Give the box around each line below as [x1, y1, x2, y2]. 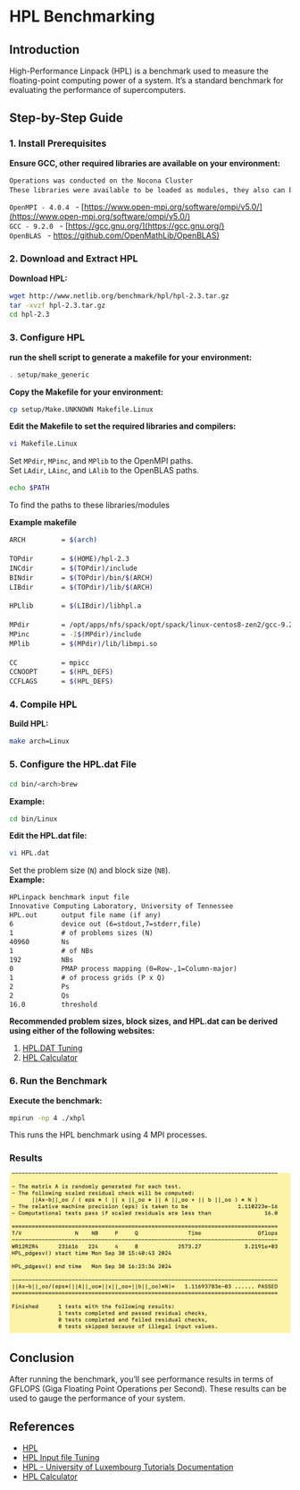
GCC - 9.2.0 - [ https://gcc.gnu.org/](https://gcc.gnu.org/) [9, 221, 225, 232]
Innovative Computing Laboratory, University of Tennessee [9, 902, 234, 911]
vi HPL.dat [9, 848, 50, 858]
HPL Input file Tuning [21, 1452, 100, 1463]
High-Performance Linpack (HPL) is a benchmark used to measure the [9, 65, 270, 76]
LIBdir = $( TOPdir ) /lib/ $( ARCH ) [9, 583, 154, 592]
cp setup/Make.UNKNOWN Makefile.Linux [9, 404, 154, 413]
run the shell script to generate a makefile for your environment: [9, 352, 253, 362]
